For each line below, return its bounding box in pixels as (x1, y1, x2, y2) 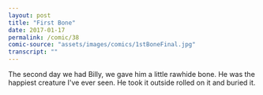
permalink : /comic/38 (8, 33, 80, 42)
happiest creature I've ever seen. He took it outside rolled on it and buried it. (8, 78, 256, 87)
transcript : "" (8, 48, 58, 56)
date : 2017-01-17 (8, 26, 66, 34)
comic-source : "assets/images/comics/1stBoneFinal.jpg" (8, 41, 196, 49)
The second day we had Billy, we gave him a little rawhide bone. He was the (8, 70, 255, 79)
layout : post (8, 11, 51, 20)
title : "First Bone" (8, 19, 77, 27)
